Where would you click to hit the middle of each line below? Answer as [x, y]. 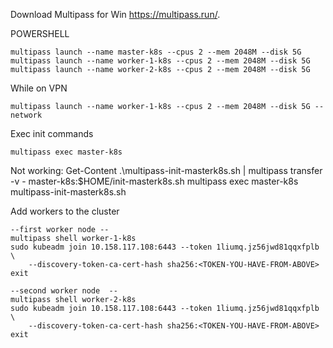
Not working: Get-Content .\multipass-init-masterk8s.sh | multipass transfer [166, 170]
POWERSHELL [40, 33]
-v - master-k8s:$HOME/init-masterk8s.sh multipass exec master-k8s [154, 181]
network [26, 115]
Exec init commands [52, 133]
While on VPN [39, 88]
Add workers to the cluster [65, 211]
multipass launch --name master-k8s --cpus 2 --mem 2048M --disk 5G [156, 52]
